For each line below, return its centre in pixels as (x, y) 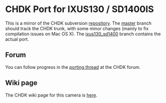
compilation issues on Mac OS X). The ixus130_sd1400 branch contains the (83, 34)
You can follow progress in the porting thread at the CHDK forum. (73, 67)
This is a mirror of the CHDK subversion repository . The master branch (78, 23)
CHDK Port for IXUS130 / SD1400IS (80, 9)
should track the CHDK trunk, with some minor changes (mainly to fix (77, 28)
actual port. (17, 39)
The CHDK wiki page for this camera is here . (51, 95)
